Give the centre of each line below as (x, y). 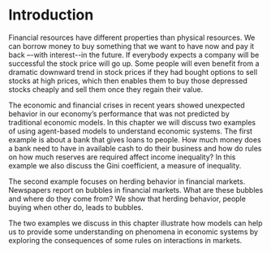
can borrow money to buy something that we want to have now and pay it (131, 46)
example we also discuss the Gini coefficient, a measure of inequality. (125, 165)
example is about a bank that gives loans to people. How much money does (135, 139)
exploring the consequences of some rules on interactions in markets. (125, 240)
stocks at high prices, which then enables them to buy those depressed (128, 81)
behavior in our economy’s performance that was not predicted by (119, 113)
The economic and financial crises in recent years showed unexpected (127, 105)
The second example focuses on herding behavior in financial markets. (127, 181)
